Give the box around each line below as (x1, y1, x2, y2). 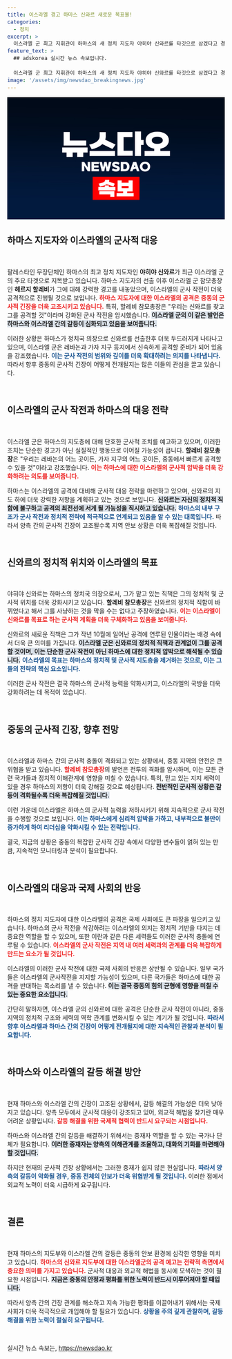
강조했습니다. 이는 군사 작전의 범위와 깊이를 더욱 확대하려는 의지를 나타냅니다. (14, 351, 221, 359)
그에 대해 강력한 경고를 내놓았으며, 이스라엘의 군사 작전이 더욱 (56, 285, 222, 293)
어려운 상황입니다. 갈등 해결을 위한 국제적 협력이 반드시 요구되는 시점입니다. (7, 1116, 209, 1125)
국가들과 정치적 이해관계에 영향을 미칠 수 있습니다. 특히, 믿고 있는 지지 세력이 (14, 774, 221, 782)
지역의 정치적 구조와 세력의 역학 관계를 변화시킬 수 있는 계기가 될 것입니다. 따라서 (7, 1014, 224, 1022)
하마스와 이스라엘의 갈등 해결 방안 (7, 1066, 142, 1078)
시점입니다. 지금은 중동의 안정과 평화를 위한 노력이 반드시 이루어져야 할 (19, 1275, 208, 1283)
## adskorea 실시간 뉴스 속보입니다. (13, 55, 108, 62)
